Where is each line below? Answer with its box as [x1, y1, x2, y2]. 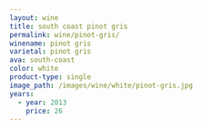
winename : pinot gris [9, 38, 92, 48]
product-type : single [9, 73, 92, 82]
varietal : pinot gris [9, 47, 92, 56]
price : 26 [25, 106, 64, 115]
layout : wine [9, 13, 59, 23]
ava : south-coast [9, 55, 76, 64]
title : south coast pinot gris [9, 22, 128, 31]
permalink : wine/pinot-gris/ [9, 30, 120, 39]
